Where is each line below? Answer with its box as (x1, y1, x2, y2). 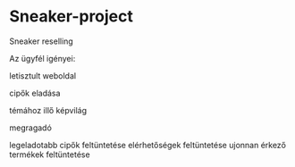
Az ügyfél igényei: (9, 53, 76, 63)
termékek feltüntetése (9, 149, 91, 160)
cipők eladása (9, 88, 61, 98)
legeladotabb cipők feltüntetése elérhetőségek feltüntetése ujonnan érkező (9, 139, 286, 150)
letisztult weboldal (9, 70, 77, 81)
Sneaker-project (9, 6, 134, 27)
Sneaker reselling (9, 36, 73, 46)
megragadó (9, 122, 52, 133)
